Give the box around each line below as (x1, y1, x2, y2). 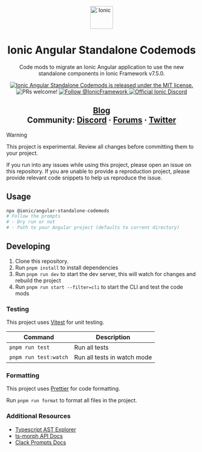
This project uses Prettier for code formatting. (6, 385, 120, 393)
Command (23, 333, 54, 342)
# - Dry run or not (6, 219, 56, 225)
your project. (6, 149, 38, 157)
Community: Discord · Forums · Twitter (27, 115, 177, 126)
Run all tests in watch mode (74, 353, 152, 362)
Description (96, 333, 131, 342)
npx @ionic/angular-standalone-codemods (6, 207, 110, 214)
